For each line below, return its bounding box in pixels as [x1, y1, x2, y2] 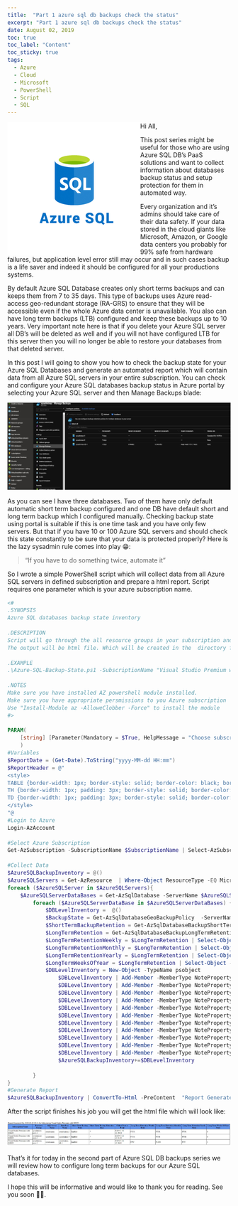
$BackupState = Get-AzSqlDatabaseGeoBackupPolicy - [45, 914, 204, 922]
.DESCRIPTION [7, 629, 46, 636]
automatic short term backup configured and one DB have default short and [7, 504, 229, 513]
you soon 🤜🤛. [7, 1190, 47, 1198]
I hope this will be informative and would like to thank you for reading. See [7, 1183, 223, 1191]
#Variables [7, 749, 40, 757]
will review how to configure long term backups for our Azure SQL [7, 1161, 200, 1170]
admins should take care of [140, 210, 220, 218]
